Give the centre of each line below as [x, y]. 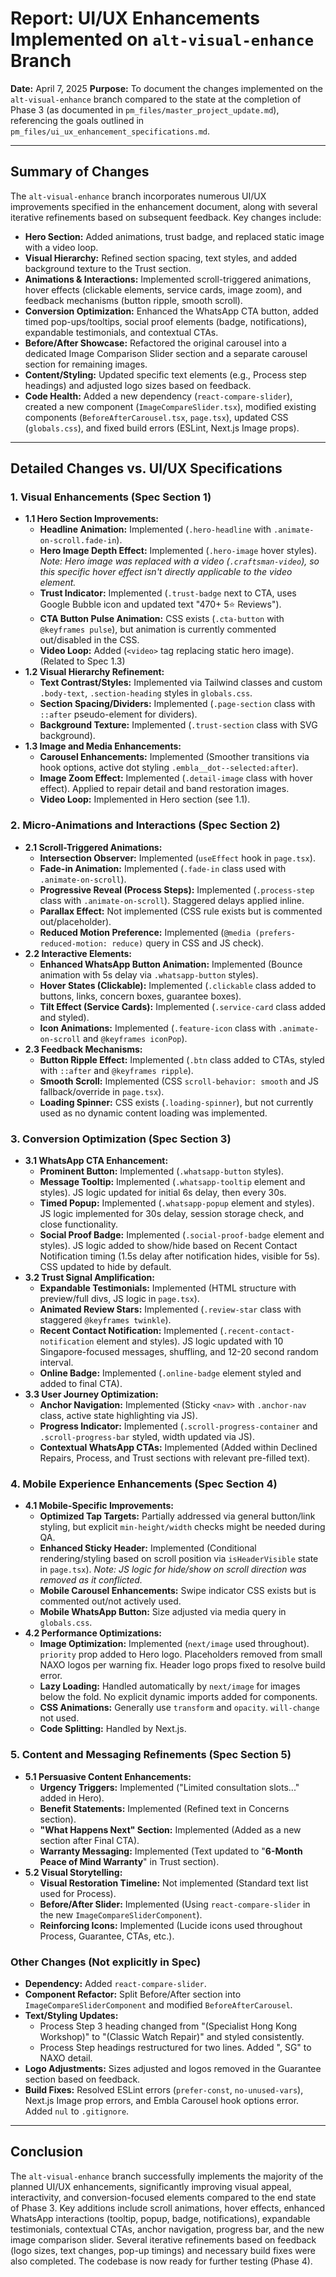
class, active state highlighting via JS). [118, 1416]
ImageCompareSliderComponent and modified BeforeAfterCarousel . [158, 2004]
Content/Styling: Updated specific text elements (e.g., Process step [165, 374]
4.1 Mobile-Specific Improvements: [99, 1506]
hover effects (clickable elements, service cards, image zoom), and [163, 289]
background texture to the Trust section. [108, 268]
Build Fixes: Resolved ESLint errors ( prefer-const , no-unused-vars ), [164, 2089]
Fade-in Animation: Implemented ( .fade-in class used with [163, 868]
